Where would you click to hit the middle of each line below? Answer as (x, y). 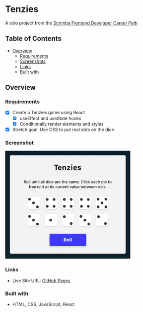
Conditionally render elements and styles (62, 124)
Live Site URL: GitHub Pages (41, 281)
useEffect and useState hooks (50, 118)
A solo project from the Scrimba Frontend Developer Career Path (71, 23)
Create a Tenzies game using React (49, 113)
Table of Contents (34, 39)
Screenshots (33, 61)
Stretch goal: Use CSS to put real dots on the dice (63, 129)
